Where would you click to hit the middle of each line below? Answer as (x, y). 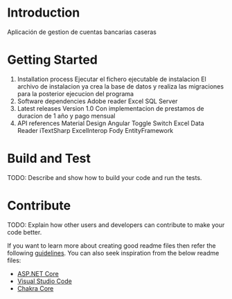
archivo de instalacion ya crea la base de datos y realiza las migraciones (120, 86)
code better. (25, 232)
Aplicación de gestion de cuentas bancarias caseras (82, 32)
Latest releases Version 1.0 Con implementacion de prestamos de (110, 108)
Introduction (44, 13)
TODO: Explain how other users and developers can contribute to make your (116, 225)
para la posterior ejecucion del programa (75, 93)
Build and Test (49, 159)
